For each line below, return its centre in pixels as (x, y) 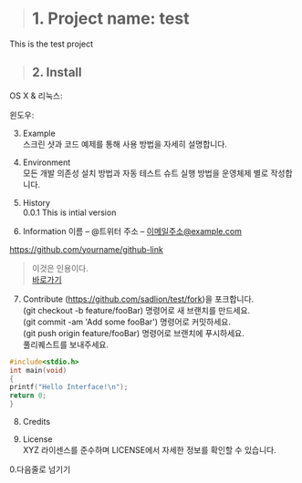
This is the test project (52, 44)
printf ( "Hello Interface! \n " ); (69, 387)
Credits (36, 421)
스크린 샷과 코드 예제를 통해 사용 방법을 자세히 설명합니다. (125, 144)
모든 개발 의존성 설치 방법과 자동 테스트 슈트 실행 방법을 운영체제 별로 (146, 173)
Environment (47, 162)
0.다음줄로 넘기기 (40, 469)
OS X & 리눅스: (36, 96)
